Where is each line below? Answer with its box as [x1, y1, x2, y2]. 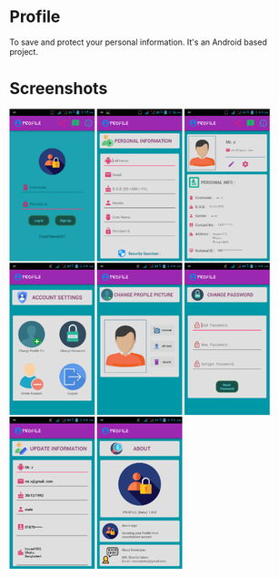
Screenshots [9, 78, 108, 99]
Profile [9, 6, 61, 27]
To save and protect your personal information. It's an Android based [9, 36, 268, 47]
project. [9, 46, 39, 57]
